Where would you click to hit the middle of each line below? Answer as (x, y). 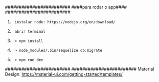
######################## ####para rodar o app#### (66, 7)
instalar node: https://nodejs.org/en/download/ (65, 22)
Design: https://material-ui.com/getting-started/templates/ (64, 74)
